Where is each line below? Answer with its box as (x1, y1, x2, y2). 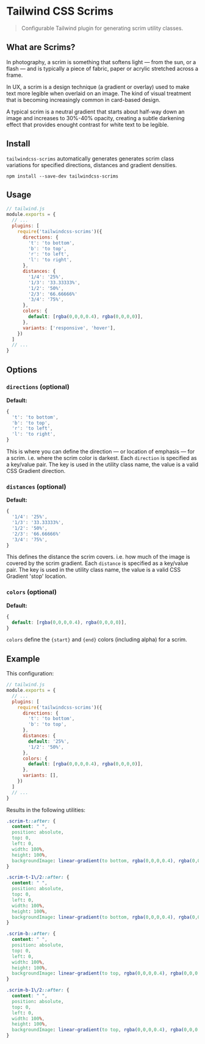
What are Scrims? (6, 42, 76, 52)
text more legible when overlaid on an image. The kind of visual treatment (6, 90, 192, 97)
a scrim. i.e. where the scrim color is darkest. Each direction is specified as (6, 455, 197, 462)
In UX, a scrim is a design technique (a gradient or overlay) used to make (6, 83, 190, 90)
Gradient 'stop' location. (6, 572, 67, 580)
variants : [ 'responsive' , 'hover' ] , (22, 325, 116, 331)
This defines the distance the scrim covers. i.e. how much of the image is (6, 553, 190, 561)
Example (6, 653, 40, 664)
